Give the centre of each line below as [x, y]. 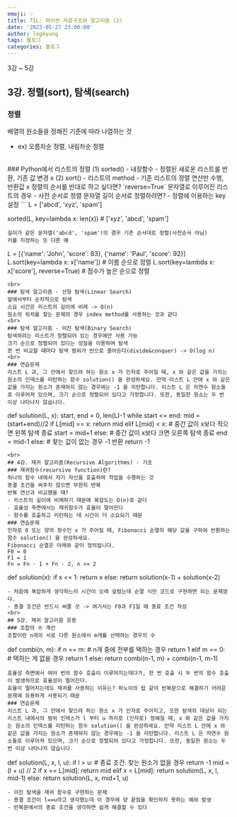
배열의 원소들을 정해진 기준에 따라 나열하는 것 [70, 131]
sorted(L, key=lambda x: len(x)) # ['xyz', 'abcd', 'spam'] [88, 218]
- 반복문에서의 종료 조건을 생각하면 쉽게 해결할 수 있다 [77, 807]
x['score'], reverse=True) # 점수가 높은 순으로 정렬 [79, 271]
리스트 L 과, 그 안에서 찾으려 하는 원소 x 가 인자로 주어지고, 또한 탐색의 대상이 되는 [117, 711]
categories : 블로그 [34, 47]
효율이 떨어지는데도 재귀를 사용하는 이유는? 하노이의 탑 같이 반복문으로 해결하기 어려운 [117, 688]
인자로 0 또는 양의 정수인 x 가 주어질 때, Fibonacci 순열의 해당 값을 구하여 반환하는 [119, 530]
